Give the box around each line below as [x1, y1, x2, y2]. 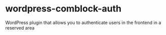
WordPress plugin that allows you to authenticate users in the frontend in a [5, 19, 161, 25]
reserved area [5, 24, 35, 30]
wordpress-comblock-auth [5, 3, 122, 14]
